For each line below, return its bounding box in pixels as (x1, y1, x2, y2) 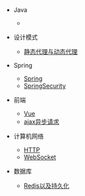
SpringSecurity (23, 82, 66, 89)
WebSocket (23, 153, 56, 161)
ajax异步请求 (23, 117, 60, 126)
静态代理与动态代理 (23, 48, 78, 55)
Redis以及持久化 (23, 182, 69, 190)
